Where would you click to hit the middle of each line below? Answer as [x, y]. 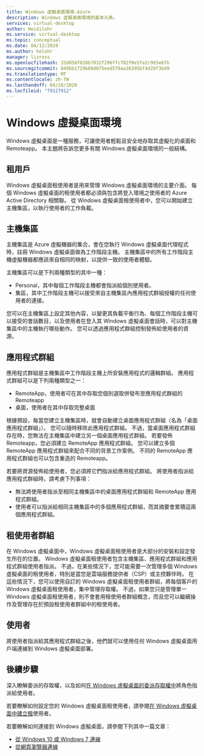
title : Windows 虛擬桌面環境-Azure [49, 12]
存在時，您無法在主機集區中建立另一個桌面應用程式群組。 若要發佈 [90, 436]
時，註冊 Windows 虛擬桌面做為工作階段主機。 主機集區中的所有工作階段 [97, 252]
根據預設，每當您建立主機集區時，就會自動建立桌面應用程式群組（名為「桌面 [102, 420]
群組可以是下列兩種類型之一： [49, 380]
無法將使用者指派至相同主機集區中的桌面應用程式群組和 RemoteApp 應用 [106, 491]
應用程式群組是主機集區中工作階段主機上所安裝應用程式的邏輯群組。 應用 [97, 373]
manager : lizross [28, 57]
